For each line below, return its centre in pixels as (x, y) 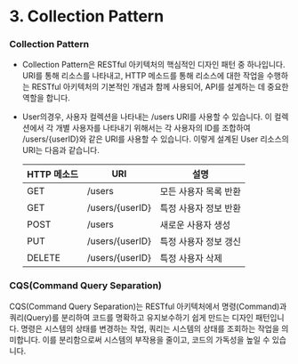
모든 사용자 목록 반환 (201, 191)
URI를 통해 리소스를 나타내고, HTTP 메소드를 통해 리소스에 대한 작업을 (143, 76)
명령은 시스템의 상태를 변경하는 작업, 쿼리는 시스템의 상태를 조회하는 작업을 (150, 328)
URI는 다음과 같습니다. (60, 150)
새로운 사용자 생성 (195, 225)
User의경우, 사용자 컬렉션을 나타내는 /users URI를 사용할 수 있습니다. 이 (147, 117)
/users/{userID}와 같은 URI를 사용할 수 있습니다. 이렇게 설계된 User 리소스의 (155, 139)
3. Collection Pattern (87, 16)
